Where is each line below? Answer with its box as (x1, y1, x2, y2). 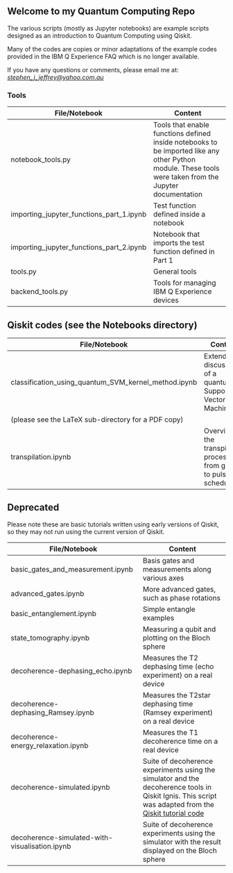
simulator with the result (142, 837, 221, 847)
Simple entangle (142, 604, 196, 614)
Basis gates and (142, 556, 195, 565)
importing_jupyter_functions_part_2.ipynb (10, 242, 147, 252)
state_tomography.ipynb (10, 633, 90, 642)
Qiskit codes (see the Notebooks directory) (7, 319, 198, 331)
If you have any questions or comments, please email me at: (7, 65, 179, 74)
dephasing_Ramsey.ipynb (10, 708, 95, 717)
